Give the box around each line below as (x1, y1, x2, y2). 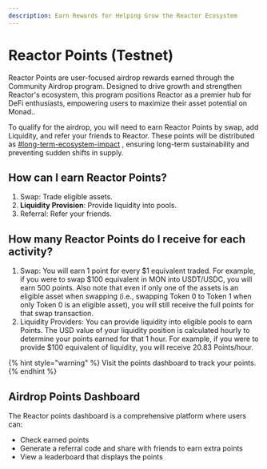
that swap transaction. (19, 309, 94, 319)
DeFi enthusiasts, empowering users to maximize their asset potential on (8, 98, 248, 108)
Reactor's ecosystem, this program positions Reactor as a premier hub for (8, 90, 252, 99)
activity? (8, 245, 54, 259)
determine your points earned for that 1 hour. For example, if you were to (19, 334, 259, 344)
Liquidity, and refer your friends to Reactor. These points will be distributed (8, 130, 255, 140)
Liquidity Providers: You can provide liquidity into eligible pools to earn (19, 317, 253, 327)
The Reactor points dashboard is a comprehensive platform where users (8, 411, 247, 420)
